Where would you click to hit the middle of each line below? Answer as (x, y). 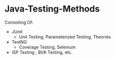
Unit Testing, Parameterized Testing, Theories (65, 37)
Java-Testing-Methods (52, 9)
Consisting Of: (19, 22)
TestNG (19, 42)
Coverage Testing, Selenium (47, 47)
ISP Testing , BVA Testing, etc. (42, 52)
